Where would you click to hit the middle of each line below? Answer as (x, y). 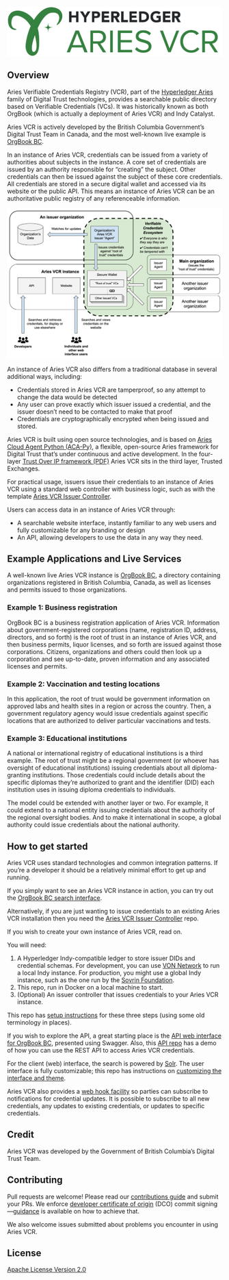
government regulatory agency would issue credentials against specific (108, 713)
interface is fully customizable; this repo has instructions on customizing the (114, 1071)
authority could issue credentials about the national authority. (93, 825)
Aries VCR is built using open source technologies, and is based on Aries (110, 439)
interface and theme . (37, 1078)
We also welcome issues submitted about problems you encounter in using (113, 1224)
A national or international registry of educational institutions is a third (105, 753)
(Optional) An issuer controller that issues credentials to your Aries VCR (118, 995)
